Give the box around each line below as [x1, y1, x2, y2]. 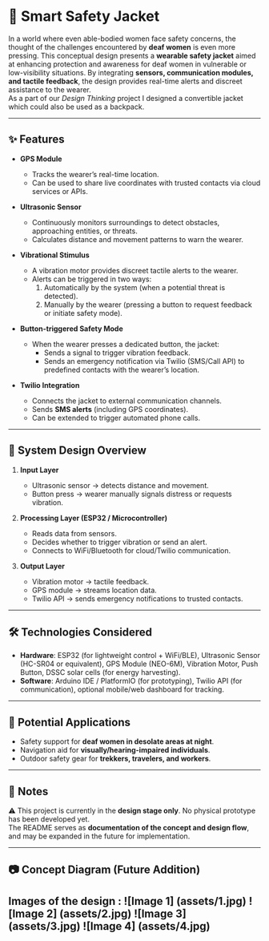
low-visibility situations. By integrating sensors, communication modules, [8, 67, 254, 77]
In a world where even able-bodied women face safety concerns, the [8, 34, 236, 43]
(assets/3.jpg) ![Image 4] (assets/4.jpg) [8, 919, 211, 933]
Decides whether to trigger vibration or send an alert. [31, 537, 208, 547]
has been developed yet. [8, 814, 90, 824]
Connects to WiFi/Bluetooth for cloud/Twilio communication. [31, 545, 231, 555]
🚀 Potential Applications [8, 715, 130, 729]
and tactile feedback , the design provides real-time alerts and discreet [8, 76, 243, 86]
